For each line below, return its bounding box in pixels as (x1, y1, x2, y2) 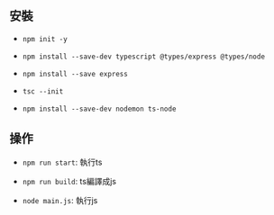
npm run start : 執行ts (22, 157, 103, 167)
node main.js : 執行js (22, 194, 98, 205)
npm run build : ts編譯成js (22, 175, 117, 186)
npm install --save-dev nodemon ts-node (22, 104, 177, 113)
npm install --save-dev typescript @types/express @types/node (22, 52, 266, 61)
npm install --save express (22, 69, 128, 78)
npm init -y (22, 34, 68, 43)
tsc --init (22, 86, 64, 96)
